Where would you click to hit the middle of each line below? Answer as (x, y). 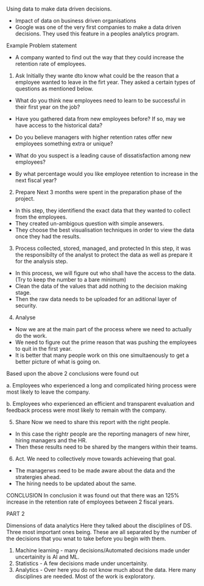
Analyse (25, 317)
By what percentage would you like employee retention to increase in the (107, 174)
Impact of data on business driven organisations (76, 20)
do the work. (31, 336)
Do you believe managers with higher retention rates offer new (93, 137)
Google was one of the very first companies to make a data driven (98, 27)
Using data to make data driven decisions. (59, 9)
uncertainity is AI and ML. (47, 557)
